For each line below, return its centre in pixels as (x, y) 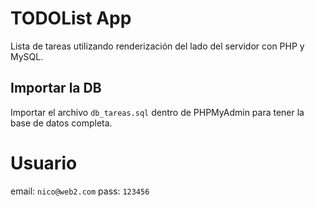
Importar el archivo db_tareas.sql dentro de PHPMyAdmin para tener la (157, 112)
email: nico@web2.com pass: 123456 (80, 191)
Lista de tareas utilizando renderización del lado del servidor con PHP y (157, 46)
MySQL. (27, 56)
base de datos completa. (61, 123)
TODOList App (71, 18)
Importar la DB (56, 88)
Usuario (44, 163)
